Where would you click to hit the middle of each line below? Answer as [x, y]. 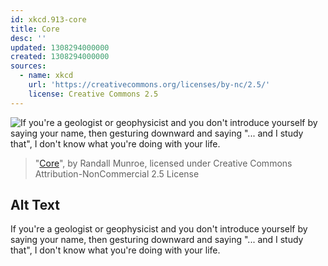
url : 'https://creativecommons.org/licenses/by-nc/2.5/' [149, 85]
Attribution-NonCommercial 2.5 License [117, 173]
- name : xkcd [46, 76]
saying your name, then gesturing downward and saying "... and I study [157, 240]
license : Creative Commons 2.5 [93, 94]
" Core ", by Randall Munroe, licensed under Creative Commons [163, 163]
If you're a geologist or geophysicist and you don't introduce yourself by [159, 229]
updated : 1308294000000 [60, 47]
